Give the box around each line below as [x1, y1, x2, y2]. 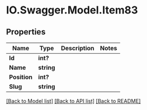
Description [61, 44, 95, 52]
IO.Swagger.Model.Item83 [6, 4, 138, 17]
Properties [6, 27, 46, 37]
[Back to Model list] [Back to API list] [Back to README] [6, 98, 141, 104]
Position [9, 73, 33, 81]
